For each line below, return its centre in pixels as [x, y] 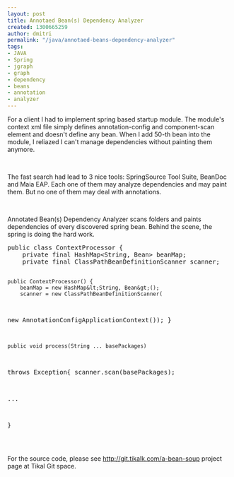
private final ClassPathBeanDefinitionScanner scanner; [121, 262]
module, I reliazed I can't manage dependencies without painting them [110, 142]
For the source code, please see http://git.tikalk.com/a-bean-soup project [115, 459]
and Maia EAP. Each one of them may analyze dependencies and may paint [117, 184]
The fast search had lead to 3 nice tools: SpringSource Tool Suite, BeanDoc [117, 177]
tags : [15, 47]
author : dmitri [30, 34]
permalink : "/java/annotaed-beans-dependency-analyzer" [91, 40]
